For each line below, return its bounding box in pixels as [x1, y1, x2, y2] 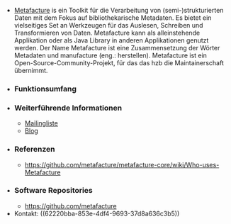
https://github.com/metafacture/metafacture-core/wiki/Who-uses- [24, 160, 220, 169]
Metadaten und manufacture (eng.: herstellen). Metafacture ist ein [13, 51, 208, 60]
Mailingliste [24, 119, 58, 128]
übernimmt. [13, 67, 48, 74]
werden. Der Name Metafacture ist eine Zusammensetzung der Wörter [13, 44, 220, 52]
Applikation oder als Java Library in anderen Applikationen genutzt [13, 36, 209, 45]
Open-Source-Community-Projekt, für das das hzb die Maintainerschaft [13, 59, 225, 67]
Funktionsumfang [13, 84, 77, 94]
